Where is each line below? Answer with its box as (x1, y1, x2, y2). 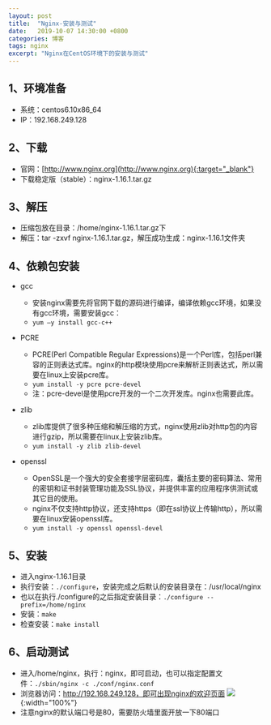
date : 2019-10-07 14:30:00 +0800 (8, 27, 129, 35)
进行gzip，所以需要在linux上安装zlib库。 (32, 431, 167, 442)
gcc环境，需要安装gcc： (39, 308, 121, 318)
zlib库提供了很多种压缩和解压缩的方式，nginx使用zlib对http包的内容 (32, 422, 257, 431)
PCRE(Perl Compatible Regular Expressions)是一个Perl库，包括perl (32, 350, 256, 359)
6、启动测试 (8, 646, 69, 659)
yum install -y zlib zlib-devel (32, 443, 142, 451)
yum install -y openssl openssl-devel (32, 525, 163, 533)
